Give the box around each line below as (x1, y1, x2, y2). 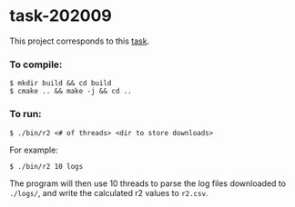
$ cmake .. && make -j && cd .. (9, 87, 132, 96)
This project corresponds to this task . (9, 35, 150, 46)
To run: (9, 108, 43, 121)
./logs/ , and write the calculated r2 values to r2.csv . (9, 187, 209, 198)
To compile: (9, 58, 63, 71)
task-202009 (9, 5, 112, 26)
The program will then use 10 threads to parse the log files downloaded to (9, 178, 287, 189)
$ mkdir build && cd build (9, 79, 112, 88)
